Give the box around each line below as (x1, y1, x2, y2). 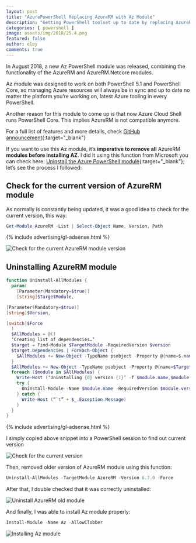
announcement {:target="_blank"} (6, 134, 86, 141)
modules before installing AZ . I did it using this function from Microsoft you (6, 152, 188, 159)
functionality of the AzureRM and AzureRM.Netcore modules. (6, 68, 153, 76)
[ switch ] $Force (6, 320, 43, 327)
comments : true (6, 47, 43, 53)
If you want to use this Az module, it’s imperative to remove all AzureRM (6, 145, 181, 152)
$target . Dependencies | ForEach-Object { (11, 348, 114, 353)
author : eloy (6, 42, 38, 47)
